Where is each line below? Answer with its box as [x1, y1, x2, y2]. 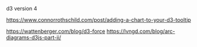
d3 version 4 [6, 5, 38, 12]
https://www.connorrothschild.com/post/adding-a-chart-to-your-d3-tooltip [6, 16, 191, 23]
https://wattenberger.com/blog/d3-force [6, 28, 106, 35]
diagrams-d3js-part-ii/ [6, 34, 61, 41]
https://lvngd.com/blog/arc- [106, 28, 176, 35]
